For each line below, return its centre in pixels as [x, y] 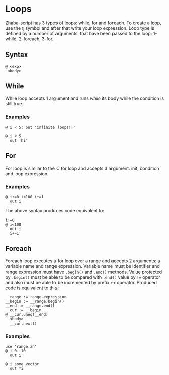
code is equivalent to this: [32, 288]
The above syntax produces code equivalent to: [55, 210]
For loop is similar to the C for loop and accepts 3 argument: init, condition [82, 168]
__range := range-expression [36, 297]
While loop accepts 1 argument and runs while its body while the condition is [85, 98]
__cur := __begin [23, 310]
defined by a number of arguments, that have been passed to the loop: [79, 33]
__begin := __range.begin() [35, 301]
